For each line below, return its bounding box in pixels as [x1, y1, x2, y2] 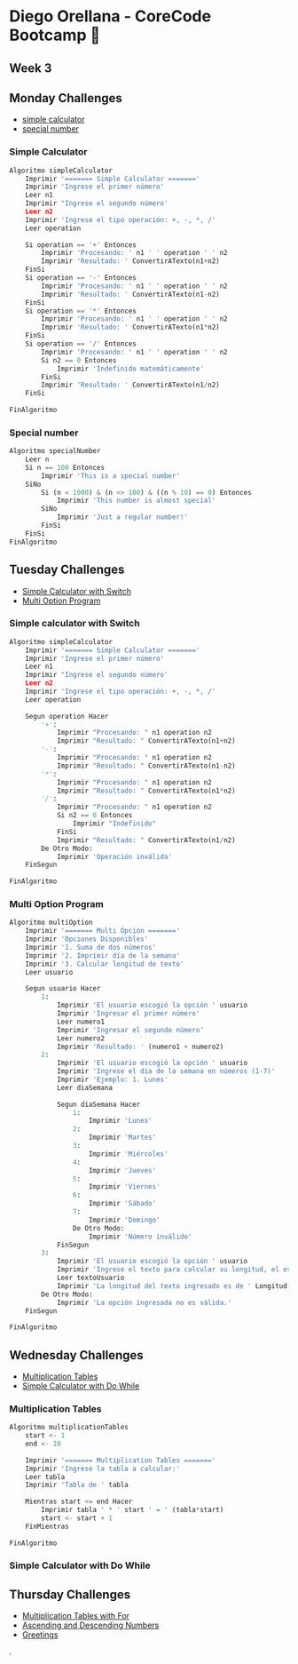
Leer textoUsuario [56, 1273, 125, 1283]
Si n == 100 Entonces [25, 463, 105, 472]
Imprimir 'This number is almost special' [56, 496, 216, 506]
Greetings [21, 1629, 59, 1640]
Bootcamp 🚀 [9, 25, 101, 45]
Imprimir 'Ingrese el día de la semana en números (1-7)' [56, 1067, 276, 1076]
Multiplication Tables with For [21, 1611, 130, 1621]
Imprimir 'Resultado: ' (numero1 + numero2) [56, 1042, 224, 1051]
